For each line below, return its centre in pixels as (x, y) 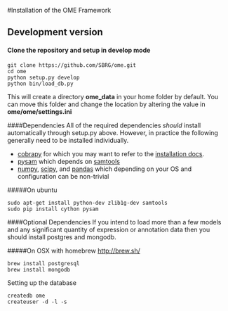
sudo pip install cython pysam (53, 209)
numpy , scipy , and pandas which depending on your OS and (104, 169)
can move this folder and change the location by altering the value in (106, 104)
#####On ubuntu (32, 190)
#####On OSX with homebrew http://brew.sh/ (74, 250)
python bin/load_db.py (40, 84)
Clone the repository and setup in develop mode (79, 50)
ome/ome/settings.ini (40, 111)
